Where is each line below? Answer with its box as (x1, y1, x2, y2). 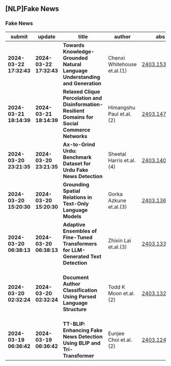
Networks (63, 132, 88, 139)
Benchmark (63, 153, 92, 160)
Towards (63, 41, 85, 48)
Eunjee (108, 330, 125, 337)
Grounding (63, 181, 90, 188)
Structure (63, 305, 87, 313)
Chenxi (108, 54, 125, 61)
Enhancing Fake (63, 326, 103, 333)
